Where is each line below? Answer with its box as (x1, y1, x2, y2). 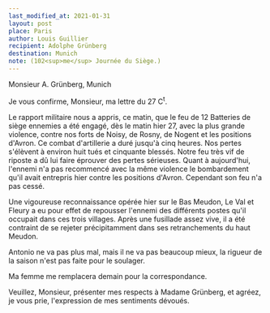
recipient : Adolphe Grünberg (8, 42, 107, 50)
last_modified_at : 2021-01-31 (8, 11, 111, 20)
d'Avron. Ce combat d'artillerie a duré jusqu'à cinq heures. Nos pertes (8, 138, 242, 148)
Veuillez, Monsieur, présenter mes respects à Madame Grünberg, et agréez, (8, 287, 262, 297)
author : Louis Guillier (8, 34, 89, 43)
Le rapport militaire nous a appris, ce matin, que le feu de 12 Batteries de (8, 112, 251, 122)
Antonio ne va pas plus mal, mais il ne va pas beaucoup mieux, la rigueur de (8, 247, 263, 256)
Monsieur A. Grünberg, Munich (8, 79, 112, 89)
